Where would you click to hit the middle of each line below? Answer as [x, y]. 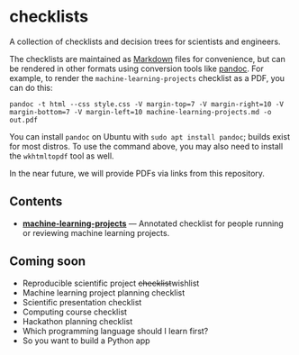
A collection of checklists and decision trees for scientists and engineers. [145, 41]
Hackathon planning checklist [77, 321]
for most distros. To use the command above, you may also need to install [146, 146]
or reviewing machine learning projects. [96, 232]
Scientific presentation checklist [82, 302]
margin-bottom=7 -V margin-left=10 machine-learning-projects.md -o [140, 112]
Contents [36, 201]
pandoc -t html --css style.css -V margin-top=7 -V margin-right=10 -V [146, 104]
